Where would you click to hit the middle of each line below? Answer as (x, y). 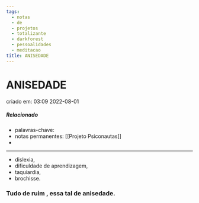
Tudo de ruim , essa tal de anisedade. (61, 194)
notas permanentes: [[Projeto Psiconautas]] (68, 136)
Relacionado (22, 115)
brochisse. (28, 178)
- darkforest (28, 39)
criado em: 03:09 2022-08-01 (43, 101)
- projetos (25, 28)
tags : (13, 12)
